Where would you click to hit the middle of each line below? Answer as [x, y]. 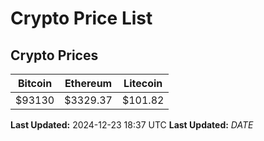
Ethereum [88, 83]
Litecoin [143, 83]
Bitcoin [35, 83]
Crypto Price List [81, 18]
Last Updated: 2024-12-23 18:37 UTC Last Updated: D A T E [132, 125]
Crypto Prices [54, 55]
